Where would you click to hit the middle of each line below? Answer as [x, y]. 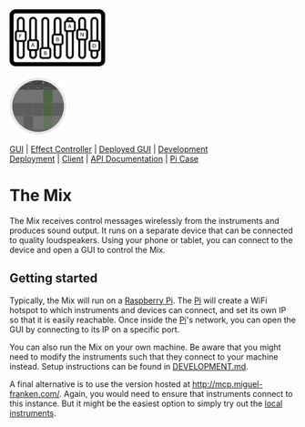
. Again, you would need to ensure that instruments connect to [176, 393]
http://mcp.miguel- [228, 384]
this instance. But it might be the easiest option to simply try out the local [146, 403]
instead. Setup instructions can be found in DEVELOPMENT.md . [129, 366]
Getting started [54, 278]
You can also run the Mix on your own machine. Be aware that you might [145, 347]
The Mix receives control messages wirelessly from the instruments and [144, 220]
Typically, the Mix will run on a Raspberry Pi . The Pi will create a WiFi [138, 300]
